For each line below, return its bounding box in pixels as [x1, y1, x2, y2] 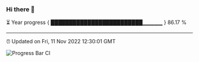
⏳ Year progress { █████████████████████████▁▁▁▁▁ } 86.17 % [6, 19, 187, 26]
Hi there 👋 [6, 5, 36, 13]
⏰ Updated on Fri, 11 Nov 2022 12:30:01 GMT [6, 38, 116, 45]
